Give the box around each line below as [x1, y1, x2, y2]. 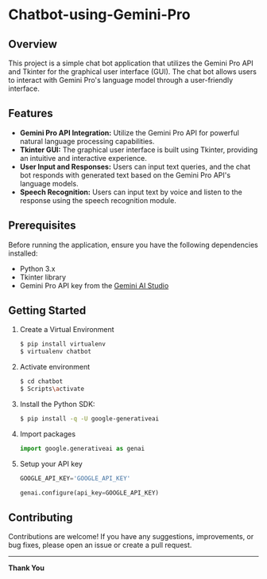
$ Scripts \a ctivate [19, 385, 85, 393]
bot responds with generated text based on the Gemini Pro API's [19, 170, 231, 180]
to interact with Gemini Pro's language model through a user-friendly [8, 76, 234, 84]
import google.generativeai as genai [19, 444, 145, 452]
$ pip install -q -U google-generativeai [19, 414, 160, 423]
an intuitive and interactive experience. [19, 153, 147, 162]
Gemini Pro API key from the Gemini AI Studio [19, 280, 169, 290]
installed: [8, 248, 38, 258]
